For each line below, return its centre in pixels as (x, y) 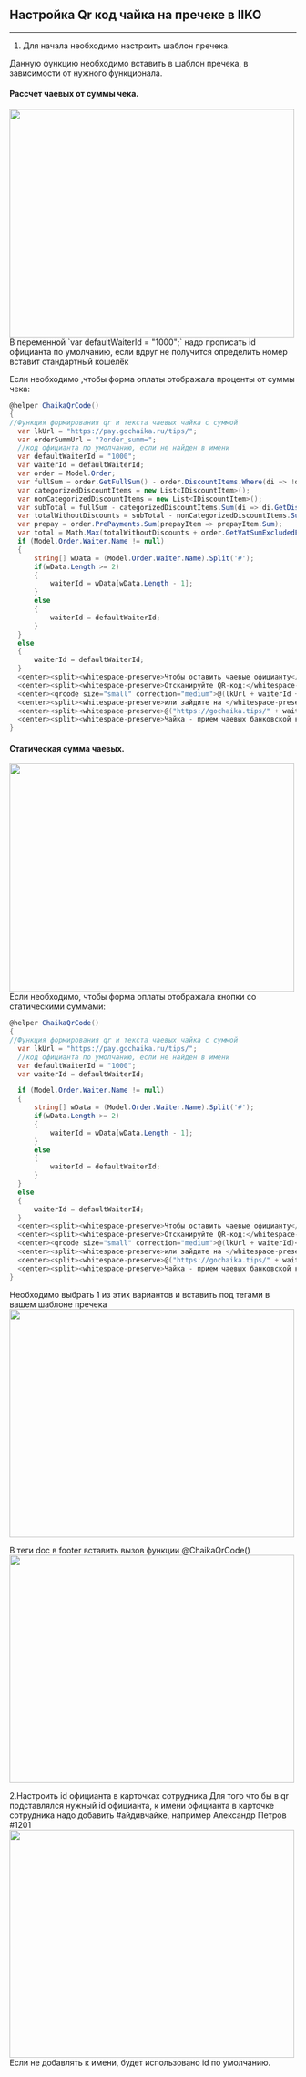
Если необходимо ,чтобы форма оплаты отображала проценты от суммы (152, 379)
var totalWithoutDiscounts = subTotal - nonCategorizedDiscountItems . (154, 516)
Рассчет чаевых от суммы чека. (74, 94)
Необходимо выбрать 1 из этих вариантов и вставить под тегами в (140, 1294)
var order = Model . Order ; (67, 473)
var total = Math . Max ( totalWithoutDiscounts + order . (122, 533)
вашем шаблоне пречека (58, 1304)
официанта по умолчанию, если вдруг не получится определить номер (149, 352)
